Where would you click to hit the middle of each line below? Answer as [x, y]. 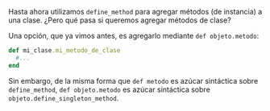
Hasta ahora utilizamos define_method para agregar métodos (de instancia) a [135, 12]
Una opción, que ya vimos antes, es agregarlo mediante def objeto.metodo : [134, 36]
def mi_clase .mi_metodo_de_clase [64, 51]
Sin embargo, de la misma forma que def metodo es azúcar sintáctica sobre [133, 80]
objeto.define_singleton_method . [64, 98]
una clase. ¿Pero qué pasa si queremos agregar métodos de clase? [120, 20]
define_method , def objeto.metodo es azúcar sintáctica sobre [110, 89]
